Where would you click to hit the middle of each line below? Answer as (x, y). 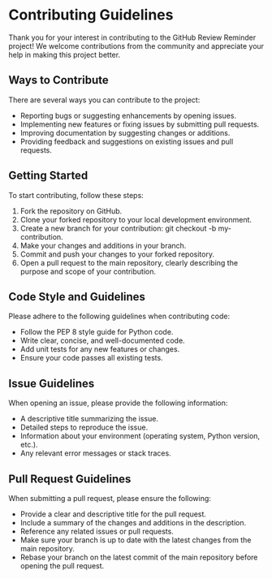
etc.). (29, 445)
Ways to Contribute (58, 80)
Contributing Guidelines (91, 15)
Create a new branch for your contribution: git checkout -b (118, 228)
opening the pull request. (62, 566)
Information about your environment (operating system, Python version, (140, 436)
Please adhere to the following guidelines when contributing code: (119, 316)
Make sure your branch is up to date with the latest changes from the (136, 540)
